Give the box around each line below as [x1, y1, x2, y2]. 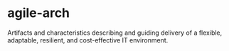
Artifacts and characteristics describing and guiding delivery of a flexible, [7, 28, 223, 37]
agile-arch [7, 5, 70, 21]
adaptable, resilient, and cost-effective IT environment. [7, 35, 169, 44]
